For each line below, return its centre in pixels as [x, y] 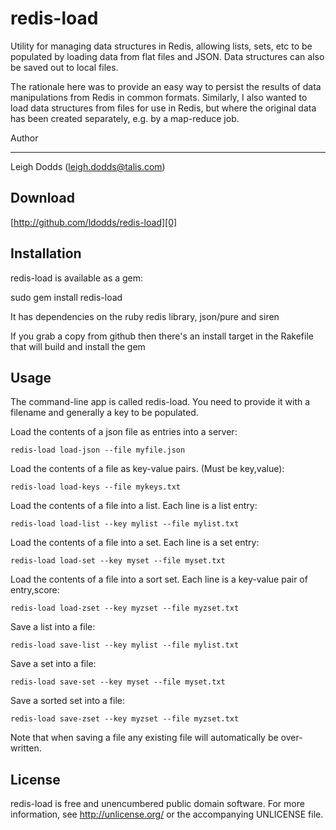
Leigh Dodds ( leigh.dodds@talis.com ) [88, 166]
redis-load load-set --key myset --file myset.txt [118, 561]
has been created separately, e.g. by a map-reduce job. [125, 118]
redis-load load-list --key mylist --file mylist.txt [125, 524]
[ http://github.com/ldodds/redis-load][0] [94, 222]
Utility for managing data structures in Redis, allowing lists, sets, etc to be [161, 46]
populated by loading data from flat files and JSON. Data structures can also [167, 56]
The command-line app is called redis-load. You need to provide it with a [160, 402]
